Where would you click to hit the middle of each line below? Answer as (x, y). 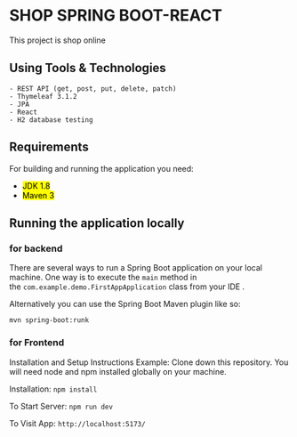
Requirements (49, 147)
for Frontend (37, 343)
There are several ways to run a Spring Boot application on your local (136, 268)
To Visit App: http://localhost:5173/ (77, 423)
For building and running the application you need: (101, 168)
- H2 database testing (51, 120)
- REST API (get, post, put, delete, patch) (93, 89)
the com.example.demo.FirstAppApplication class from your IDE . (127, 287)
